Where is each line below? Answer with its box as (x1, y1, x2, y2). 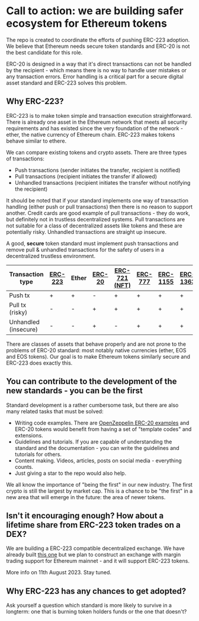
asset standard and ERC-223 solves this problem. (6, 79, 127, 86)
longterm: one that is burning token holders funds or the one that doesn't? (6, 608, 187, 615)
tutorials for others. (14, 451, 62, 458)
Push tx (9, 291, 30, 300)
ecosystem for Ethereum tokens (6, 17, 168, 30)
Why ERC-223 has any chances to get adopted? (6, 586, 187, 596)
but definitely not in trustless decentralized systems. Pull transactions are (6, 215, 185, 223)
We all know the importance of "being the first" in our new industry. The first (6, 481, 192, 488)
